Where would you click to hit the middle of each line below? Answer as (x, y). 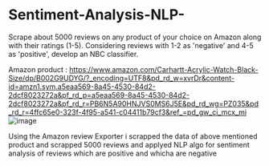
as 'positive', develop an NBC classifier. (73, 54)
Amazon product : (38, 69)
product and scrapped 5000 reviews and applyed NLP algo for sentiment (129, 144)
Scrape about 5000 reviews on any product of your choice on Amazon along (135, 37)
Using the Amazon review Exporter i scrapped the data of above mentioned (133, 136)
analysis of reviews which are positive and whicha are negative (113, 153)
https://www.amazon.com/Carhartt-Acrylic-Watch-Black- (164, 69)
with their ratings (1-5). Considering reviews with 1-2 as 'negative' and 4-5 (131, 45)
